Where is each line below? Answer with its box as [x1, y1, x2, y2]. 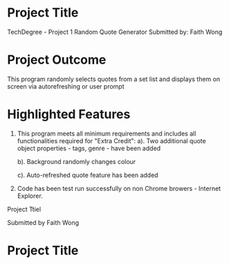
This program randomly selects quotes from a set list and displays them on [7, 75, 220, 83]
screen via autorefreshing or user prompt [7, 82, 125, 91]
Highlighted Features [7, 107, 131, 122]
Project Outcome [7, 52, 107, 68]
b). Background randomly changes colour [17, 157, 136, 165]
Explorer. [17, 192, 43, 200]
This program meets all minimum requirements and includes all [17, 129, 196, 138]
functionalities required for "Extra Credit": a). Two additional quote [17, 136, 206, 145]
